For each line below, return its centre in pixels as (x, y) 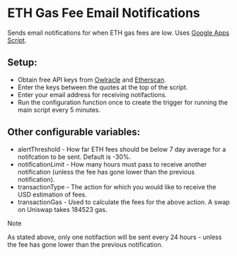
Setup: (22, 63)
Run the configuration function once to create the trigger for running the (123, 102)
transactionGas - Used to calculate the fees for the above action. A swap (123, 202)
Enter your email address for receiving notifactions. (92, 94)
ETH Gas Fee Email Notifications (104, 13)
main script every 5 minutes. (59, 110)
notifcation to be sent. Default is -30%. (74, 157)
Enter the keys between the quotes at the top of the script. (103, 87)
